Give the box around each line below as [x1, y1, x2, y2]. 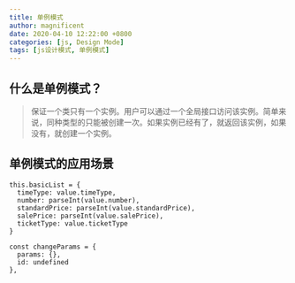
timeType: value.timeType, [17, 187, 117, 197]
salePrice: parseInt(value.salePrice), [17, 211, 164, 220]
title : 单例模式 [9, 12, 64, 22]
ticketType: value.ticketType [17, 218, 128, 228]
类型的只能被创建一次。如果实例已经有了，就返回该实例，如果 [61, 117, 287, 127]
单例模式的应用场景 [9, 157, 114, 172]
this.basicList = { [9, 180, 81, 189]
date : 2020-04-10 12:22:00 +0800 [9, 29, 132, 38]
